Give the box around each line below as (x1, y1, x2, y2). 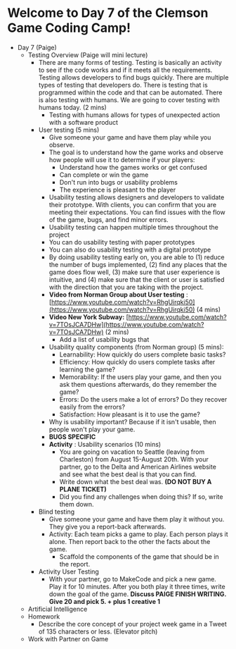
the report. (59, 560, 91, 568)
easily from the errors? (59, 402, 125, 411)
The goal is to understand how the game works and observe (48, 148, 223, 156)
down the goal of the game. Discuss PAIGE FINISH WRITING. (48, 590, 227, 598)
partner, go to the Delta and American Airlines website (59, 462, 216, 471)
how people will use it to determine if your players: (48, 155, 195, 163)
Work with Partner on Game (27, 634, 109, 643)
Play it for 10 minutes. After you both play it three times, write (48, 582, 226, 591)
